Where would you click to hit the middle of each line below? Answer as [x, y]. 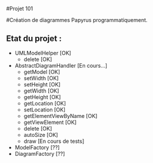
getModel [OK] [42, 72]
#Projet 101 [20, 9]
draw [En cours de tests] [54, 141]
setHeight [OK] [42, 84]
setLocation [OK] [44, 110]
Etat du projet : [34, 39]
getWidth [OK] [41, 91]
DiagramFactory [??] [40, 154]
